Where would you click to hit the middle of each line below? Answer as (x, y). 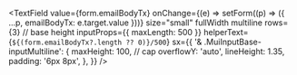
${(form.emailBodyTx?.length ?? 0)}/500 (89, 42)
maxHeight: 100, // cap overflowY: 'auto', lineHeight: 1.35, (178, 52)
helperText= (226, 32)
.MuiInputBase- (233, 42)
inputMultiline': (36, 52)
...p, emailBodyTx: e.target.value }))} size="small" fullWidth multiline (136, 23)
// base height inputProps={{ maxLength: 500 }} (112, 32)
